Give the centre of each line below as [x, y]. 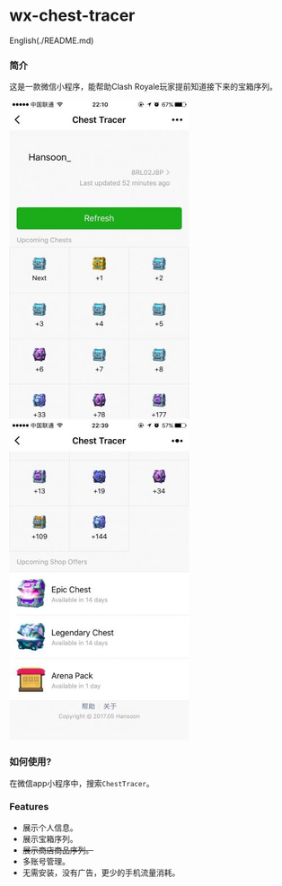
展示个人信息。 [50, 828]
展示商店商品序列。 [58, 850]
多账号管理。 [46, 861]
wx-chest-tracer [72, 16]
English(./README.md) [52, 40]
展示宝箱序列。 [50, 838]
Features [29, 807]
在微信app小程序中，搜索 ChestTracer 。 [82, 783]
